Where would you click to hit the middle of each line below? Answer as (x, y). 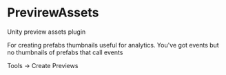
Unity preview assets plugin (47, 32)
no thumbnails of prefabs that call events (65, 52)
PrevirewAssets (53, 13)
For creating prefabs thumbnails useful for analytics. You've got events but (113, 45)
